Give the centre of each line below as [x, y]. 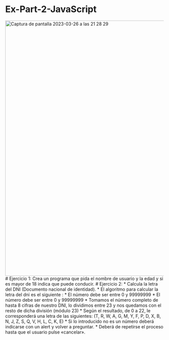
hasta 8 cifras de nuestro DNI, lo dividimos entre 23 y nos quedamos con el [83, 305]
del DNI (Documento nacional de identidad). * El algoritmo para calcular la [82, 289]
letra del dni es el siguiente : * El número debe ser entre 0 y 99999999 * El [83, 294]
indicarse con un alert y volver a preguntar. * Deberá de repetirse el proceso [84, 326]
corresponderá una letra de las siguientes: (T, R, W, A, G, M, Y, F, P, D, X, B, [83, 316]
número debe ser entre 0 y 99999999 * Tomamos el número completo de [82, 300]
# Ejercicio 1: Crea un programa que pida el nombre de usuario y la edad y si [84, 279]
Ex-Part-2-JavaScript [51, 9]
